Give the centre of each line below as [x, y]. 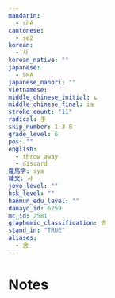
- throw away [37, 156]
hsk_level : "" [32, 193]
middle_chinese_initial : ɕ [53, 97]
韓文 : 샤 [21, 179]
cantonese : [26, 30]
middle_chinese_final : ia [51, 104]
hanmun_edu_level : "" [44, 201]
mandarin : [25, 16]
